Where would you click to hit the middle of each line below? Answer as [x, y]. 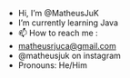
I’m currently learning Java [68, 23]
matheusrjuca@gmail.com [67, 46]
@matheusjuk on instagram [69, 55]
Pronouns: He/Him [53, 65]
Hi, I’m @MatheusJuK [59, 13]
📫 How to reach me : [58, 33]
